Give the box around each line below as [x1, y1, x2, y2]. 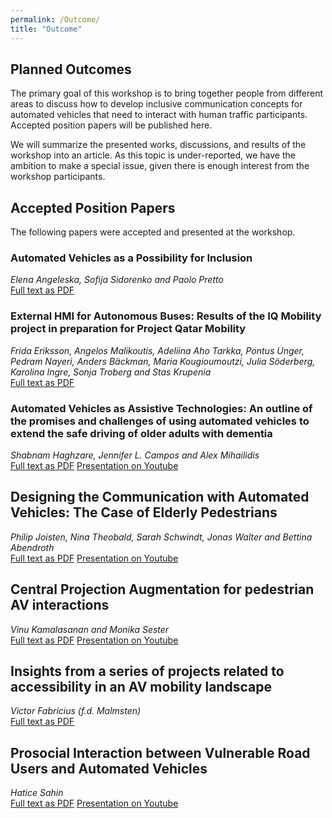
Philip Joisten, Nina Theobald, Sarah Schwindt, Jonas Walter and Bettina [10, 531, 313, 543]
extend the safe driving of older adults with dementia [10, 426, 273, 440]
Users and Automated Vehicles [10, 760, 208, 777]
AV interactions [10, 597, 110, 614]
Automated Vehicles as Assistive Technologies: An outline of [10, 401, 313, 415]
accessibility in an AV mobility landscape [10, 679, 272, 696]
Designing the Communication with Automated [10, 489, 310, 506]
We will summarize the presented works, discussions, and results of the [10, 139, 307, 151]
